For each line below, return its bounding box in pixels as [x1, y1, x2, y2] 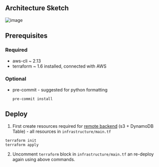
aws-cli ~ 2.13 [12, 58, 41, 64]
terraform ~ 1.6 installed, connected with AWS [12, 63, 107, 69]
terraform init [5, 138, 37, 143]
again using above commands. [12, 156, 76, 162]
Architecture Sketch [5, 4, 69, 12]
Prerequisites [5, 32, 48, 40]
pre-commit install [12, 96, 53, 101]
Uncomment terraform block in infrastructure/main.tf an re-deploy [12, 151, 154, 157]
